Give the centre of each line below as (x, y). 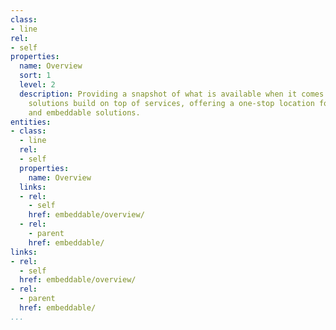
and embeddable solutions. (84, 112)
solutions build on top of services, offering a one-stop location (171, 103)
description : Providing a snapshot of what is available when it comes (172, 94)
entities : (31, 122)
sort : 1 (35, 76)
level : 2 (37, 85)
